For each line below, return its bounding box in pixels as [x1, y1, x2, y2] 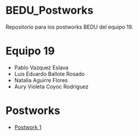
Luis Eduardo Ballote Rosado [14, 70, 85, 78]
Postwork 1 [14, 123, 42, 131]
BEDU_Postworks [5, 4, 94, 17]
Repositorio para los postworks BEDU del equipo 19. [5, 23, 134, 30]
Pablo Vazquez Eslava [14, 64, 69, 71]
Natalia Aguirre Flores [14, 76, 68, 84]
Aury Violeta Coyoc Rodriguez [14, 83, 89, 90]
